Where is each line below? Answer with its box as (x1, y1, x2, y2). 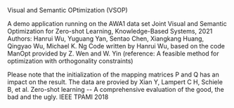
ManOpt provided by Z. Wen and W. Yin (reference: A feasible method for (7, 49, 219, 58)
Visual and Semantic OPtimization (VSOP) (7, 6, 128, 14)
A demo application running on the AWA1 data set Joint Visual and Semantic (7, 20, 227, 27)
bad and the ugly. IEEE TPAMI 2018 (7, 93, 109, 101)
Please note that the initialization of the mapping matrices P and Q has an (7, 70, 219, 79)
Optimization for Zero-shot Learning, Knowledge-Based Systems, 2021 (7, 27, 213, 35)
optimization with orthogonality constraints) (7, 57, 134, 65)
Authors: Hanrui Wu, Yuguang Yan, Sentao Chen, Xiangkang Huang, (7, 34, 204, 43)
